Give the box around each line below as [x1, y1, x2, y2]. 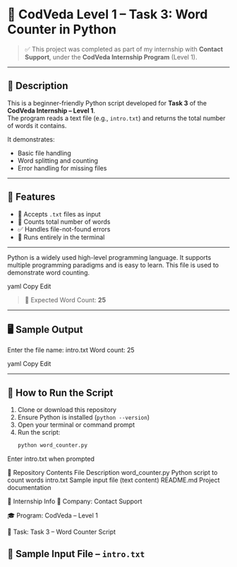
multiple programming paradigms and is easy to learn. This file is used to [7, 260, 219, 269]
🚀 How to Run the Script [7, 386, 114, 399]
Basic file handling [17, 149, 72, 157]
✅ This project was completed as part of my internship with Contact [24, 45, 224, 53]
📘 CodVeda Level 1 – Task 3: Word [7, 6, 208, 23]
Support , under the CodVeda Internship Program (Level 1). [24, 52, 197, 61]
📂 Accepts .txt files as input [17, 210, 101, 218]
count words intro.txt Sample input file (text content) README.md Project [7, 476, 220, 484]
